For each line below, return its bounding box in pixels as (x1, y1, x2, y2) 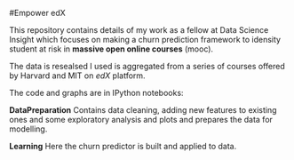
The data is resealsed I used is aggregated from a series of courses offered (9, 61, 286, 71)
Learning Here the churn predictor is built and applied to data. (9, 141, 237, 151)
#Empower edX (9, 8, 67, 18)
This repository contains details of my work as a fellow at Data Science (9, 25, 269, 35)
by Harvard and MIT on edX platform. (9, 70, 146, 81)
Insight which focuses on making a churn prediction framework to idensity (9, 35, 282, 44)
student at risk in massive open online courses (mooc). (9, 44, 214, 54)
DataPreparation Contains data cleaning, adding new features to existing (9, 105, 277, 115)
